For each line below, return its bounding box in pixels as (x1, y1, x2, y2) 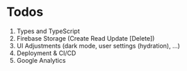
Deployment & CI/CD (16, 49, 76, 57)
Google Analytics (16, 56, 66, 64)
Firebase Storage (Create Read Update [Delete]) (16, 34, 155, 42)
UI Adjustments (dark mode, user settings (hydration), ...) (16, 41, 180, 50)
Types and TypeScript (16, 27, 81, 35)
